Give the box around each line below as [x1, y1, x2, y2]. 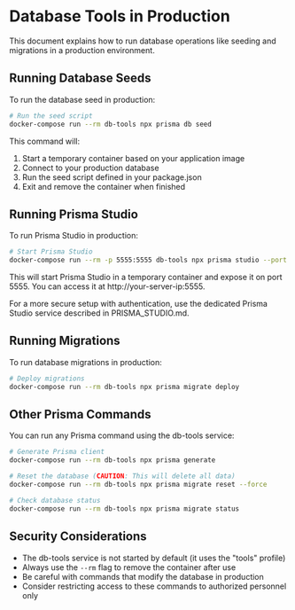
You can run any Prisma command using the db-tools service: [9, 430, 235, 441]
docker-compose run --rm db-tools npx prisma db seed [9, 120, 213, 129]
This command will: [9, 136, 81, 146]
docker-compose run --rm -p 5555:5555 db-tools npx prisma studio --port [9, 255, 288, 265]
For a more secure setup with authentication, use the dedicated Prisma [9, 299, 268, 309]
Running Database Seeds [9, 71, 152, 86]
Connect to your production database [21, 162, 159, 173]
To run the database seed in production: [9, 94, 156, 105]
